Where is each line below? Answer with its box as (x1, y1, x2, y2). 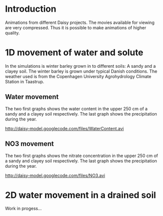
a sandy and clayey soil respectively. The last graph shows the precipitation (5, 157, 157, 164)
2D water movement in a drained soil (5, 189, 156, 200)
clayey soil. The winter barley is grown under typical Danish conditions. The (5, 68, 158, 74)
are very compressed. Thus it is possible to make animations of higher (5, 24, 146, 30)
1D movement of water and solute (5, 47, 143, 58)
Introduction (5, 3, 57, 15)
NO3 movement (5, 140, 54, 148)
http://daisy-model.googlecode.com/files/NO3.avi (5, 172, 105, 178)
